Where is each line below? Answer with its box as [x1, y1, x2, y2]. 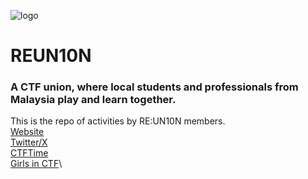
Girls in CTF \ [10, 158, 63, 170]
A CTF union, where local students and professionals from [10, 80, 299, 94]
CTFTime [10, 147, 49, 159]
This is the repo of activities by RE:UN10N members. [10, 115, 226, 127]
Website [10, 126, 45, 138]
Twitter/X [10, 136, 48, 149]
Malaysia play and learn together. [10, 93, 177, 107]
